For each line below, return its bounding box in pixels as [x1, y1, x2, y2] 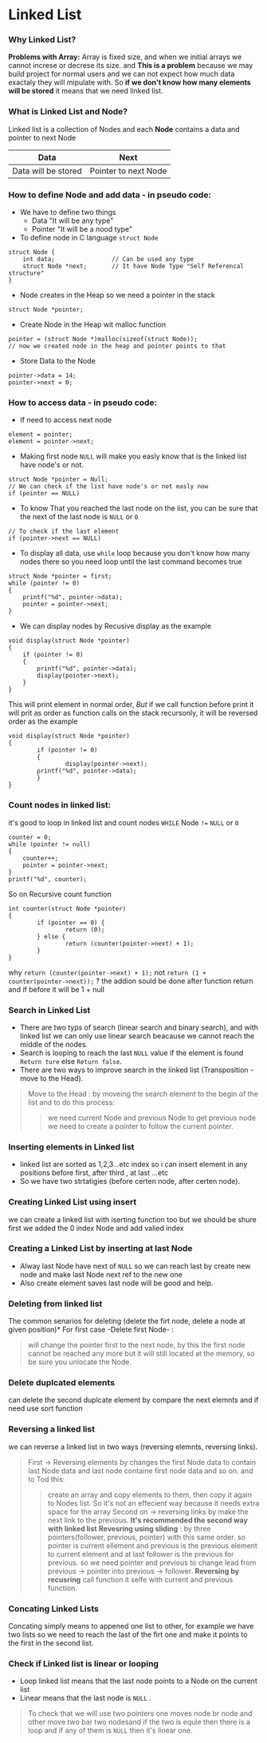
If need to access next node [19, 415, 112, 425]
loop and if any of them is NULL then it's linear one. [27, 1725, 193, 1735]
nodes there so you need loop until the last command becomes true [19, 557, 243, 566]
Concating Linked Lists [8, 1603, 100, 1614]
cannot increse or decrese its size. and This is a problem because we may [8, 61, 253, 70]
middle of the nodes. [19, 1039, 88, 1049]
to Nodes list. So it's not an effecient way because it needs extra [47, 1498, 260, 1507]
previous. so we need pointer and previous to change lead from [47, 1558, 257, 1567]
